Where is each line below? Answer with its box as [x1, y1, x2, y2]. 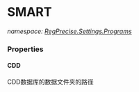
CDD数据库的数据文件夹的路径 [7, 77, 94, 86]
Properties [7, 44, 44, 54]
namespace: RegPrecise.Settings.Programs [7, 27, 132, 35]
